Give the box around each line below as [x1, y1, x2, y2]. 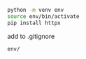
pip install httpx [7, 19, 61, 26]
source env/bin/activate [7, 12, 80, 20]
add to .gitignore [7, 32, 55, 40]
